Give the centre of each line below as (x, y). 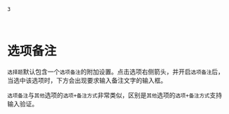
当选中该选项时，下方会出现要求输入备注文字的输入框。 (87, 80)
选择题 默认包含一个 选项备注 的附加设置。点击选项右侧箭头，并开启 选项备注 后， (116, 72)
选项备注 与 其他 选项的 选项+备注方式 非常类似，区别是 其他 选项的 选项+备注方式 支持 (115, 95)
